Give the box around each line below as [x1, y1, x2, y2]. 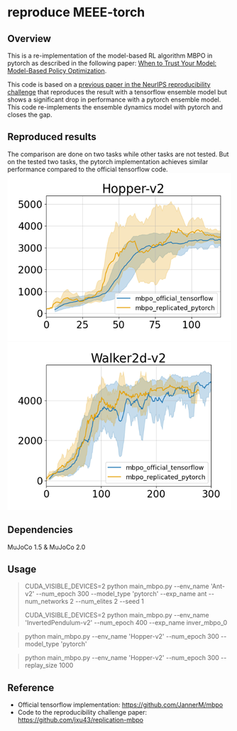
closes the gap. [7, 111, 53, 119]
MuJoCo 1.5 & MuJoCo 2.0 [7, 543, 86, 551]
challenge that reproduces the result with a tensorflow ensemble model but [7, 88, 227, 96]
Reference [7, 681, 55, 693]
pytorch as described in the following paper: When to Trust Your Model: [7, 59, 217, 67]
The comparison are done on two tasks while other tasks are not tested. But [7, 150, 229, 158]
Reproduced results [7, 131, 97, 143]
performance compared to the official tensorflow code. [7, 165, 168, 173]
